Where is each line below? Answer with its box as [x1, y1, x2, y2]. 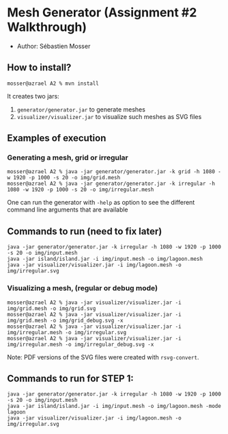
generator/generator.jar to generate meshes [16, 105, 145, 114]
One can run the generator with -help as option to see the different [7, 199, 195, 207]
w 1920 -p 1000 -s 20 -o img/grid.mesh [7, 175, 121, 181]
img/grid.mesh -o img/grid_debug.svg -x [7, 317, 124, 324]
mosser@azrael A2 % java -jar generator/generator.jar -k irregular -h [7, 180, 215, 188]
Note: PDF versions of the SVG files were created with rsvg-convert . [7, 353, 199, 361]
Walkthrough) [7, 19, 87, 35]
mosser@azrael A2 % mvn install [7, 80, 99, 87]
